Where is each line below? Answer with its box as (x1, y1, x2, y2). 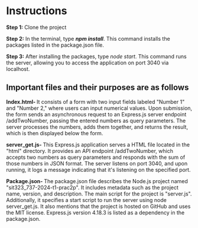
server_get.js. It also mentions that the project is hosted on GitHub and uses (6, 203, 191, 210)
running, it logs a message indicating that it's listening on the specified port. (6, 166, 191, 173)
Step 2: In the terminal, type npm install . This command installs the (6, 35, 170, 42)
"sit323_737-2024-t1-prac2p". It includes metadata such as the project (6, 184, 179, 191)
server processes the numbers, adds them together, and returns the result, (6, 123, 188, 131)
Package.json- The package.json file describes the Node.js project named (6, 177, 188, 184)
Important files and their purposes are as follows (6, 83, 189, 93)
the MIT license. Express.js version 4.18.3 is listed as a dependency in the (6, 209, 185, 216)
